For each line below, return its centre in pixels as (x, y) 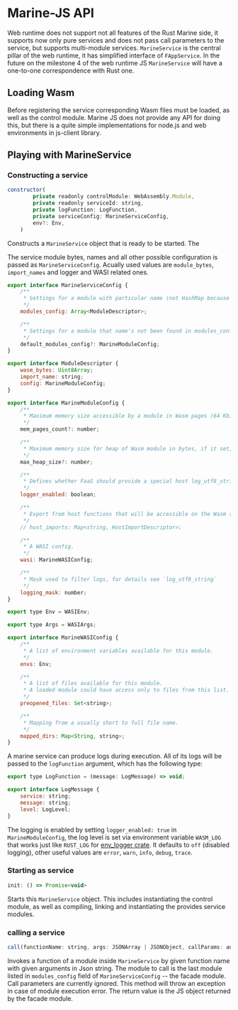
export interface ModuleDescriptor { (63, 364)
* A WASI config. (49, 547)
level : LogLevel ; (46, 809)
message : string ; (46, 802)
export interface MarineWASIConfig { (63, 638)
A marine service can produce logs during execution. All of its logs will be (114, 756)
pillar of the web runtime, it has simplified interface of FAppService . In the (114, 55)
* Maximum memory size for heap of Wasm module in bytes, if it (120, 448)
